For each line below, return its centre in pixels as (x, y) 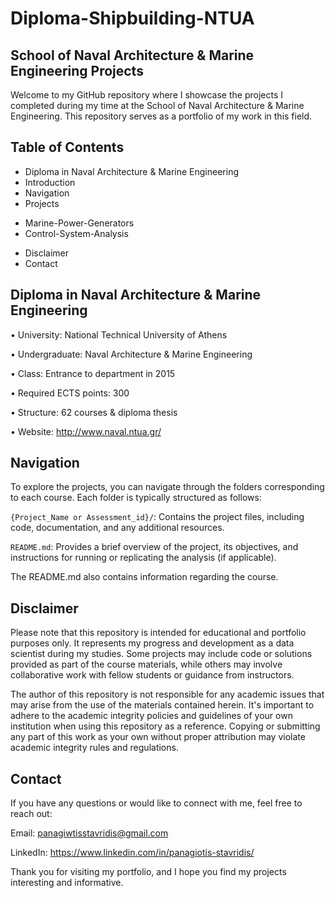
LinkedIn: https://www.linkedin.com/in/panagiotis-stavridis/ (132, 853)
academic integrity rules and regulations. (94, 748)
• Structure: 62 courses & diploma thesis (94, 412)
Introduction (50, 182)
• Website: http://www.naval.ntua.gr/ (86, 431)
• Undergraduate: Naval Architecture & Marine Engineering (131, 354)
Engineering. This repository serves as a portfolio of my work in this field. (161, 116)
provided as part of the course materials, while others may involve (146, 664)
